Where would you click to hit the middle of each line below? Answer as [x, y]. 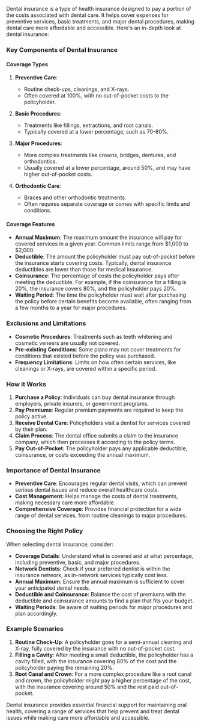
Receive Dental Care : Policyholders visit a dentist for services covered [102, 422]
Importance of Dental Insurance [53, 470]
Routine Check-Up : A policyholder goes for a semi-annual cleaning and [103, 642]
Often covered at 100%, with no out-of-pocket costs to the [96, 96]
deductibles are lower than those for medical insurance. [84, 270]
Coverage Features [31, 224]
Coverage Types [27, 64]
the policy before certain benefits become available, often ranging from [103, 302]
